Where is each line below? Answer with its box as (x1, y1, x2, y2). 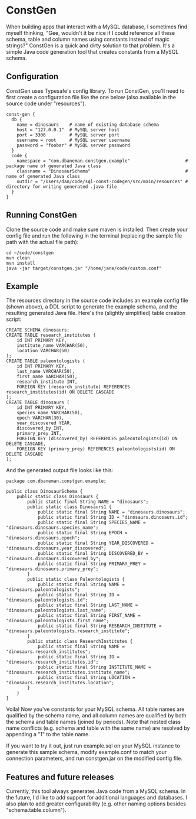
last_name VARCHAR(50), (16, 369, 75, 375)
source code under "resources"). (6, 100, 87, 107)
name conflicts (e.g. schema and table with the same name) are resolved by (6, 724, 190, 732)
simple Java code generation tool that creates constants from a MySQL (6, 48, 179, 55)
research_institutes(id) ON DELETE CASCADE (6, 389, 115, 395)
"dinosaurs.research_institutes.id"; (6, 659, 99, 665)
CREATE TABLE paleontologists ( (6, 358, 85, 364)
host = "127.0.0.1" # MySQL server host (16, 126, 119, 133)
